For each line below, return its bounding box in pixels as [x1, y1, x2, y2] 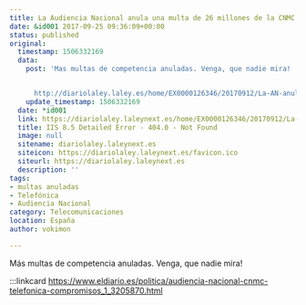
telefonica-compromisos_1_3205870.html [9, 285, 163, 296]
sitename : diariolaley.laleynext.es [17, 140, 157, 149]
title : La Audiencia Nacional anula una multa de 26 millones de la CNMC [9, 13, 296, 23]
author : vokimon [9, 225, 71, 234]
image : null [17, 131, 64, 141]
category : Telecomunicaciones [9, 207, 125, 217]
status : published [9, 30, 79, 39]
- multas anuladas [9, 182, 79, 192]
